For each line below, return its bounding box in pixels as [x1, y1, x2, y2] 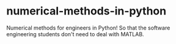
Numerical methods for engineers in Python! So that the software [6, 24, 170, 31]
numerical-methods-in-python [6, 4, 167, 18]
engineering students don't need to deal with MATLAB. [6, 30, 145, 37]
